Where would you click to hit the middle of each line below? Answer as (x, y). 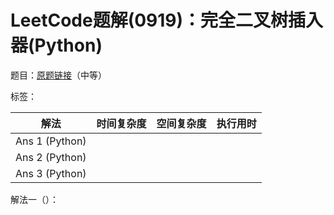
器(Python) (56, 45)
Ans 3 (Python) (51, 173)
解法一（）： (34, 199)
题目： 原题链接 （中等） (58, 75)
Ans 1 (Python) (51, 141)
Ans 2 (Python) (51, 157)
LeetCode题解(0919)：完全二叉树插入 (167, 20)
